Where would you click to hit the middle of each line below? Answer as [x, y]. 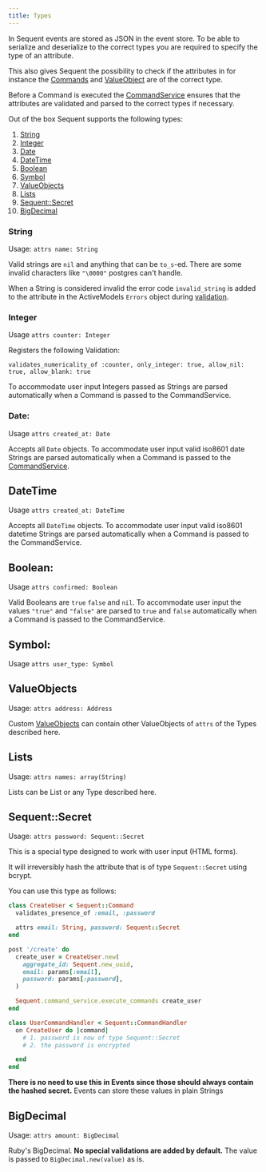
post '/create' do [39, 949]
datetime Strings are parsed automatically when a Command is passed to [129, 534]
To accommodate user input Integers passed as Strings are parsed [118, 387]
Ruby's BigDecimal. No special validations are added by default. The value [133, 1150]
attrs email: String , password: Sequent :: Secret [98, 928]
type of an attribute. [41, 55]
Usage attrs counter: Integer [59, 335]
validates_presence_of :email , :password [85, 913]
